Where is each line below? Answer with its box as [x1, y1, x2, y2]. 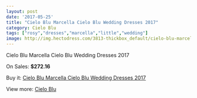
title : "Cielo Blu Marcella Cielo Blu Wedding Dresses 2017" [6, 19, 159, 25]
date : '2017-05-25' [6, 14, 54, 20]
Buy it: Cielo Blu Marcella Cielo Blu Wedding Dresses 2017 [6, 74, 147, 81]
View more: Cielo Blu [6, 86, 57, 92]
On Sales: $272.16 [6, 63, 51, 70]
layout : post [6, 8, 38, 15]
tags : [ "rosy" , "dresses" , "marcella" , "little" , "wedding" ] [6, 30, 148, 36]
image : [6, 36, 22, 41]
